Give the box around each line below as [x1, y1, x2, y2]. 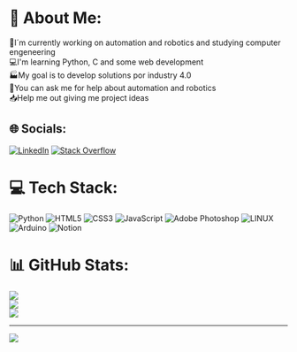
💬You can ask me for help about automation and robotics [9, 82, 217, 93]
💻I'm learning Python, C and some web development [9, 57, 204, 67]
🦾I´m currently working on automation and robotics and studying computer [9, 37, 281, 48]
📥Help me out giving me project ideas [9, 92, 149, 103]
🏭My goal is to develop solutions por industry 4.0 [9, 70, 192, 80]
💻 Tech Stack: [9, 177, 118, 197]
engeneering [9, 46, 56, 57]
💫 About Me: [9, 8, 103, 28]
